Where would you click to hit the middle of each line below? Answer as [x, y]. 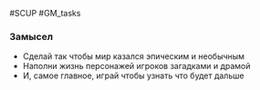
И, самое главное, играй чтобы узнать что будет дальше [133, 75]
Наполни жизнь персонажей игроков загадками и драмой [136, 66]
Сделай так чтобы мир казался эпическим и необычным [133, 56]
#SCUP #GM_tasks [45, 13]
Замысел [31, 36]
